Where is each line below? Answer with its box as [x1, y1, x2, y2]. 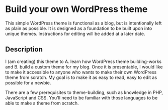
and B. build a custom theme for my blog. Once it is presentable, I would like [5, 63, 163, 69]
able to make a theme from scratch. [5, 100, 79, 106]
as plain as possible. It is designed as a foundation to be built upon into [5, 25, 152, 31]
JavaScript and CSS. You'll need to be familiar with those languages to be [5, 94, 158, 100]
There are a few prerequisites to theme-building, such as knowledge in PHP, [5, 89, 163, 95]
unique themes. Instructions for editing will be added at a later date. [5, 30, 145, 36]
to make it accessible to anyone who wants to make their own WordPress [5, 69, 157, 75]
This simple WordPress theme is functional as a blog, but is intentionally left [5, 20, 162, 26]
